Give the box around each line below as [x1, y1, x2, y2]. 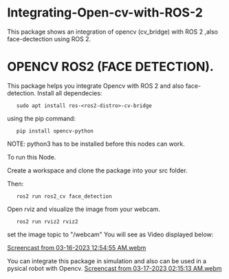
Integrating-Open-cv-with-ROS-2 [7, 5, 203, 21]
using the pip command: [7, 114, 76, 122]
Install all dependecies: [36, 89, 102, 97]
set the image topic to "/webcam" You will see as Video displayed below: [7, 230, 214, 238]
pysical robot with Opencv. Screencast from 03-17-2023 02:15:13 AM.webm [7, 264, 222, 272]
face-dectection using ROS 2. [7, 34, 91, 43]
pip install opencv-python [16, 127, 94, 135]
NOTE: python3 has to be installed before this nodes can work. [7, 139, 186, 148]
